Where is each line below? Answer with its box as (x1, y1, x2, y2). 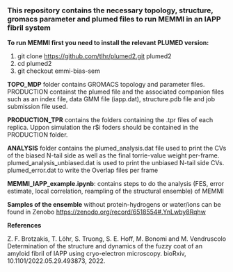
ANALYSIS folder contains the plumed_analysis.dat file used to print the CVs (7, 144, 227, 153)
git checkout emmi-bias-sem (17, 67, 101, 75)
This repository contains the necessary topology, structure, (7, 6, 214, 15)
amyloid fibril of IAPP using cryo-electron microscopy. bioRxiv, (7, 249, 186, 258)
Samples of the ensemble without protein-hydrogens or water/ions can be (7, 201, 221, 209)
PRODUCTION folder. (7, 130, 68, 139)
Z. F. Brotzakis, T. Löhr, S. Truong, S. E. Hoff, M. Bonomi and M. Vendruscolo (7, 235, 227, 243)
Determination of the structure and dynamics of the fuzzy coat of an (7, 242, 203, 250)
